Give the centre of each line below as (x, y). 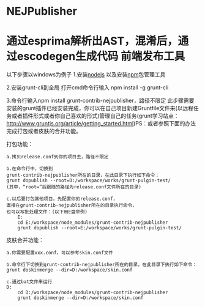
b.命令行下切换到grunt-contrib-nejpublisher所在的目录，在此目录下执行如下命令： (102, 265)
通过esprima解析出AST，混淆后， (92, 41)
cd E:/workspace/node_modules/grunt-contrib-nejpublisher (93, 223)
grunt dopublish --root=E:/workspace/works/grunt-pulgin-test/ (100, 228)
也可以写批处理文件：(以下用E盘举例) (47, 212)
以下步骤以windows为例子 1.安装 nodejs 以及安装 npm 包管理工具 (86, 75)
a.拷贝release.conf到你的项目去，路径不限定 (58, 157)
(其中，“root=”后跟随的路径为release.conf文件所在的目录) (74, 187)
